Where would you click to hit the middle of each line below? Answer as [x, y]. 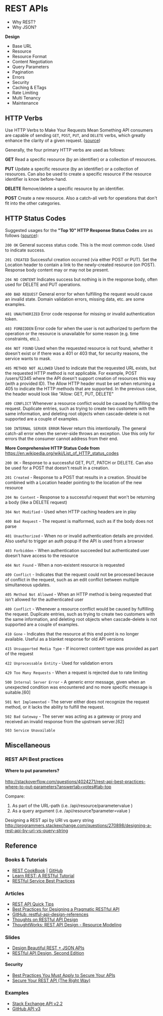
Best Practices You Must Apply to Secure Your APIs [63, 975]
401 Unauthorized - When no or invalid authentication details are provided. [80, 536]
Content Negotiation [32, 61]
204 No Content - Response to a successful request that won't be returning [80, 497]
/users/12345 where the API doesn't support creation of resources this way [81, 378]
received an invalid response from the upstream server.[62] [65, 721]
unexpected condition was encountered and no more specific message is [79, 687]
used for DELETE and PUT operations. [43, 284]
